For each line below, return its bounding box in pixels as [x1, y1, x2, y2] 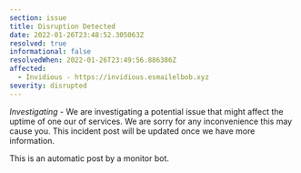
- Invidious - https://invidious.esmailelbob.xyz [17, 73, 209, 82]
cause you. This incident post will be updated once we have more [9, 125, 256, 137]
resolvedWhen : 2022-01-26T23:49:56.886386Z [9, 56, 177, 65]
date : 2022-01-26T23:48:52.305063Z [9, 30, 145, 39]
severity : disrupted [9, 81, 88, 90]
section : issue [9, 13, 67, 23]
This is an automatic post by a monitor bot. [9, 152, 170, 164]
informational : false [9, 47, 92, 56]
